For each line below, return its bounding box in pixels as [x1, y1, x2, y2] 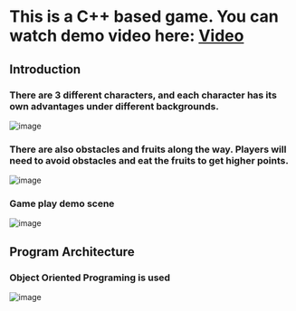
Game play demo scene [9, 197, 115, 210]
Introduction [9, 61, 81, 77]
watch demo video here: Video [9, 25, 244, 46]
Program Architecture [9, 244, 135, 259]
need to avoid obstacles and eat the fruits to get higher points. [9, 154, 290, 166]
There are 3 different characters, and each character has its [9, 89, 278, 101]
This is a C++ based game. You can [9, 6, 279, 27]
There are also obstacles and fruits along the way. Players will [9, 143, 287, 155]
